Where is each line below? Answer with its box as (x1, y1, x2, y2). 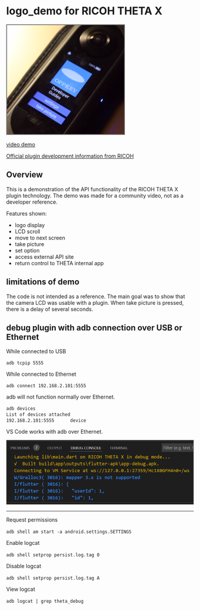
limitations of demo (6, 277, 80, 287)
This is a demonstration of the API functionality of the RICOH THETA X (6, 185, 179, 192)
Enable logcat (6, 539, 40, 546)
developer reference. (6, 198, 58, 206)
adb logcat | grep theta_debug (6, 598, 84, 604)
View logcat (6, 586, 36, 593)
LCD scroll (14, 228, 40, 235)
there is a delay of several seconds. (6, 305, 93, 312)
